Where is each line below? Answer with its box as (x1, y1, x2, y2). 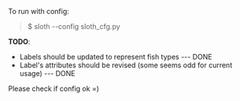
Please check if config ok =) (8, 84, 100, 93)
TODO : (8, 37, 31, 46)
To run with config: (8, 7, 69, 16)
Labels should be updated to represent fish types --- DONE (19, 52, 212, 61)
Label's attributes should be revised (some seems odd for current (19, 60, 233, 70)
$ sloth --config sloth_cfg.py (27, 22, 120, 31)
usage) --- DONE (19, 69, 76, 78)
